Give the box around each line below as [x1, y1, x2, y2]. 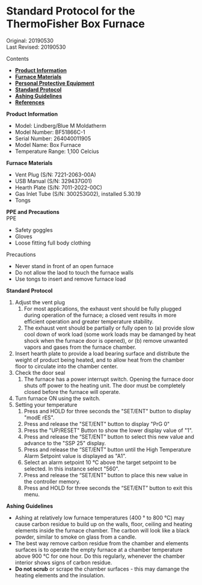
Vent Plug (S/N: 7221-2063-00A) [14, 170, 96, 178]
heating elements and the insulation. [14, 571, 105, 579]
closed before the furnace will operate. [23, 388, 121, 395]
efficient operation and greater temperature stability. [23, 318, 154, 325]
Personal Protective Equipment [14, 80, 95, 87]
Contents [6, 55, 29, 62]
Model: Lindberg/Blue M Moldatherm [14, 122, 106, 129]
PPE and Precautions [6, 208, 60, 215]
